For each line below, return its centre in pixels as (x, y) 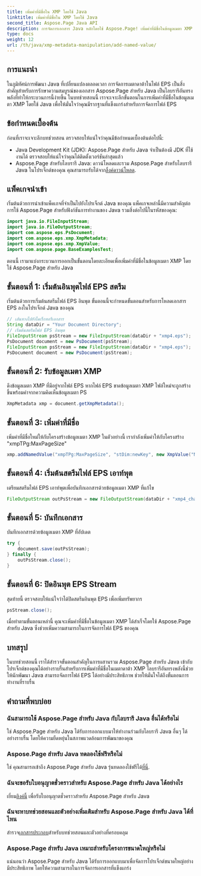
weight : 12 (20, 40)
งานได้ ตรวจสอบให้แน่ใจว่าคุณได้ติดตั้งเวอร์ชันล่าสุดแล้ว (69, 156)
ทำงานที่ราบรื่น (21, 682)
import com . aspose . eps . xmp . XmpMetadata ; (58, 238)
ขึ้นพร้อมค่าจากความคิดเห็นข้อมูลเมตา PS (47, 392)
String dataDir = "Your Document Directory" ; (64, 325)
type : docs (20, 34)
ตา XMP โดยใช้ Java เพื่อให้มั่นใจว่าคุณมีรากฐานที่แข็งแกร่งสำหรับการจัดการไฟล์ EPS (92, 104)
